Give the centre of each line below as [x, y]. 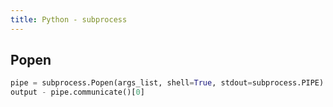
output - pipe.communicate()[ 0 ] [77, 92]
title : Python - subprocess [69, 19]
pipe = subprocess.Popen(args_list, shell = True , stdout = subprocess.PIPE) [167, 83]
